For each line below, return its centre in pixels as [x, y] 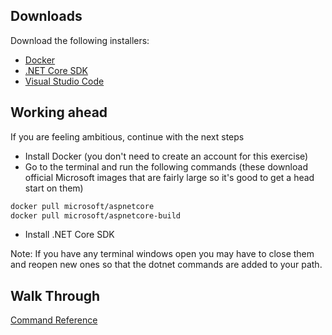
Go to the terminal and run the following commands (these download [166, 166]
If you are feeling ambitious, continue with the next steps [127, 136]
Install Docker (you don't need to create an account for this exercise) [166, 156]
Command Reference [54, 320]
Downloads [46, 16]
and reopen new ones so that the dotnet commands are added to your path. [166, 265]
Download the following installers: [80, 40]
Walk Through [55, 295]
